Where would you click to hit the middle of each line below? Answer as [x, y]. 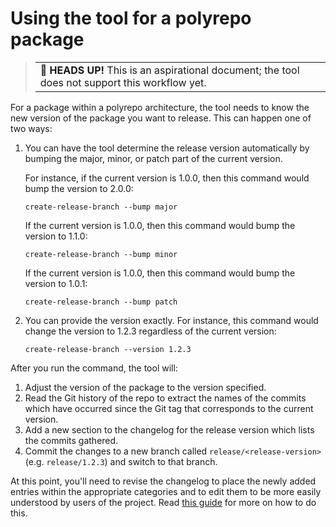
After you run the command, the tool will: [94, 368]
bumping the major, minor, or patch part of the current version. [153, 158]
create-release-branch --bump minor [101, 254]
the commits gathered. [71, 440]
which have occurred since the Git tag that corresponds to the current [169, 408]
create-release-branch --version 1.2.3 [108, 349]
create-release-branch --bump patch [101, 302]
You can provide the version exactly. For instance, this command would [171, 320]
